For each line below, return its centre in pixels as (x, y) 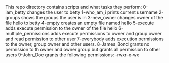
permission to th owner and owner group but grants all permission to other (83, 50)
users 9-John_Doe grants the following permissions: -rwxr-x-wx (72, 55)
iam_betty (16, 12)
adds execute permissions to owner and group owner (106, 34)
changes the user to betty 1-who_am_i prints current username (92, 12)
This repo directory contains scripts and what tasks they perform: (74, 7)
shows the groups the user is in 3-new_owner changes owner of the (92, 18)
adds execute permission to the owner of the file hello (61, 28)
